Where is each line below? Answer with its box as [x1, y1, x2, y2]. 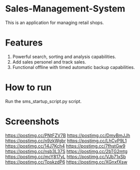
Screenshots [5, 116, 59, 127]
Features [5, 37, 43, 48]
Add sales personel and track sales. [12, 58, 86, 65]
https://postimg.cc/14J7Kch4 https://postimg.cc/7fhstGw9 [5, 143, 126, 149]
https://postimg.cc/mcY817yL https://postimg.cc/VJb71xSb [5, 153, 126, 159]
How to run [5, 82, 52, 93]
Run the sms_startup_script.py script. [5, 98, 81, 104]
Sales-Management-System [5, 3, 125, 14]
